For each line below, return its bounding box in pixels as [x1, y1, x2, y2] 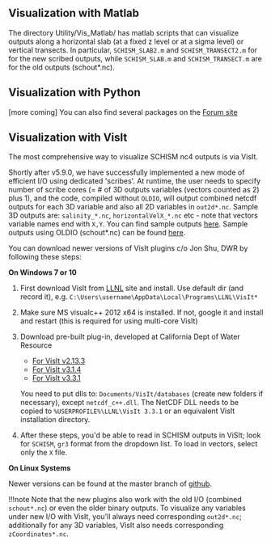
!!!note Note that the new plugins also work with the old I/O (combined [8, 495, 242, 505]
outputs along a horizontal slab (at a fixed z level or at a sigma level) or [8, 36, 244, 46]
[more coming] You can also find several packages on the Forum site [8, 107, 238, 116]
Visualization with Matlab [8, 6, 140, 20]
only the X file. [19, 448, 67, 458]
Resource [19, 340, 53, 350]
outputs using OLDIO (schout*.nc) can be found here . [8, 228, 186, 238]
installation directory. [19, 415, 91, 425]
